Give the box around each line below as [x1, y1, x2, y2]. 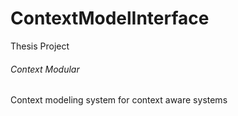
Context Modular [10, 63, 80, 75]
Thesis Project [10, 40, 70, 52]
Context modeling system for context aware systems [10, 94, 228, 106]
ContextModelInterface [10, 7, 210, 30]
